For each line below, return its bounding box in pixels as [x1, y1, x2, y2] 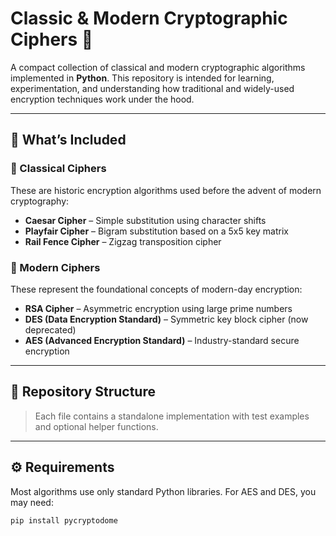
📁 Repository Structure [10, 383, 156, 401]
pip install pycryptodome [10, 515, 118, 526]
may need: [10, 496, 54, 508]
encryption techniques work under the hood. [10, 93, 195, 105]
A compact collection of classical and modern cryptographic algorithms [10, 61, 306, 73]
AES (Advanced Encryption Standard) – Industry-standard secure [24, 334, 300, 346]
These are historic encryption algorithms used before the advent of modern [10, 184, 322, 196]
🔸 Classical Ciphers [10, 162, 107, 176]
